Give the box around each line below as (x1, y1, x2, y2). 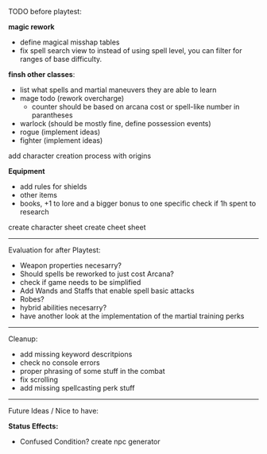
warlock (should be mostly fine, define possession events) (19, 119, 212, 128)
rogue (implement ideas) (19, 127, 101, 137)
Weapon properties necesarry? (19, 261, 122, 270)
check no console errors (19, 358, 101, 367)
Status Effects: (8, 421, 59, 431)
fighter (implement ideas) (19, 136, 103, 145)
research (19, 207, 49, 217)
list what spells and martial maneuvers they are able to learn (19, 85, 217, 94)
